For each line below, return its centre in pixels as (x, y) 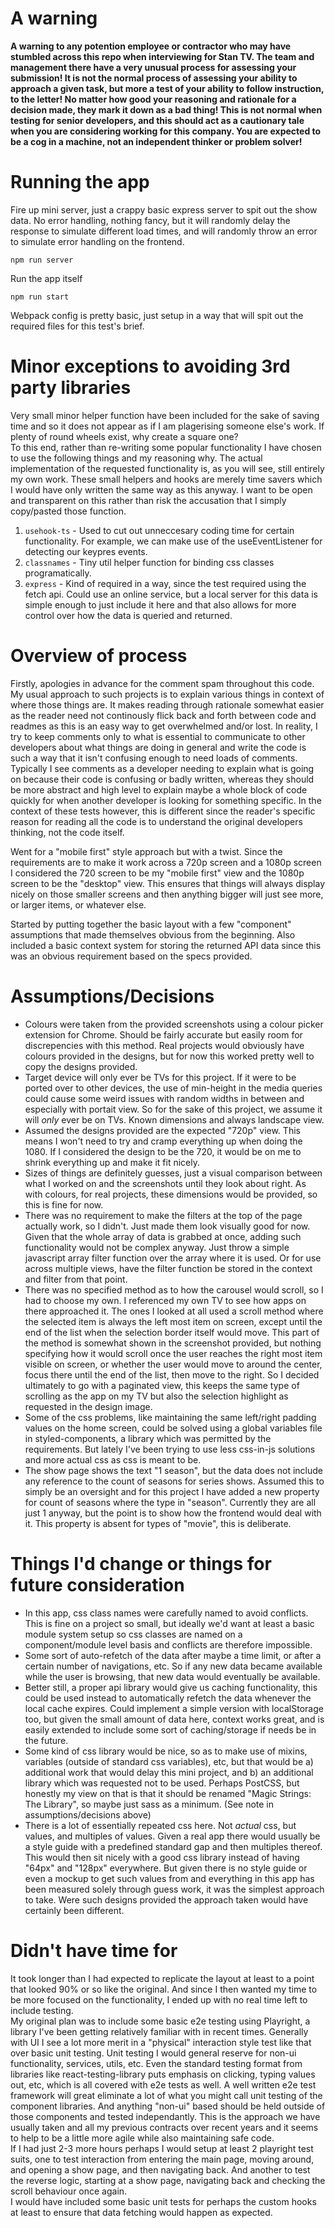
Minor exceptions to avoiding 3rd (150, 366)
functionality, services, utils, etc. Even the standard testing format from (156, 2063)
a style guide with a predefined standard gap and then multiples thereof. (173, 1846)
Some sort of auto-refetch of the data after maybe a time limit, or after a (173, 1655)
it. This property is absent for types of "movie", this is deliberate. (158, 1523)
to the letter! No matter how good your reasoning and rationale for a (153, 99)
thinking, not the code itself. (67, 832)
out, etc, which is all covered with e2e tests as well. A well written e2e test (163, 2084)
